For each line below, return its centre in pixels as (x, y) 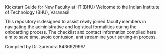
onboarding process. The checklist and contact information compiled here (81, 32)
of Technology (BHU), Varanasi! (37, 12)
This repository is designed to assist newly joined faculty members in (76, 22)
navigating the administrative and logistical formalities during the (71, 27)
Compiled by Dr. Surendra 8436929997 (45, 46)
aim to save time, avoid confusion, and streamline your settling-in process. (81, 37)
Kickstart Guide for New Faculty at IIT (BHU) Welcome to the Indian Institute (82, 7)
